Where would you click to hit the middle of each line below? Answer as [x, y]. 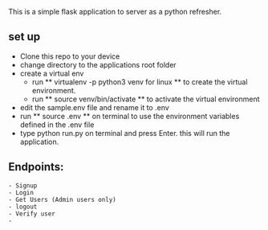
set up [24, 37]
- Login [21, 192]
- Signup [23, 185]
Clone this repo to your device [70, 56]
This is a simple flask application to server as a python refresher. [115, 12]
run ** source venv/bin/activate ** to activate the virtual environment [146, 99]
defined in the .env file [57, 125]
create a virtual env [52, 73]
